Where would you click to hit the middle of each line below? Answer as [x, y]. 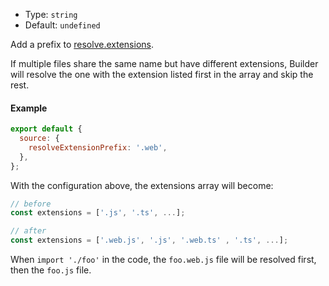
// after [28, 231]
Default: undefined [62, 25]
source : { [39, 139]
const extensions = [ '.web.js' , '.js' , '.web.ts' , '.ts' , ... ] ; [149, 240]
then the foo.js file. [51, 270]
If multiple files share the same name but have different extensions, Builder [164, 63]
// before [31, 204]
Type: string [51, 14]
